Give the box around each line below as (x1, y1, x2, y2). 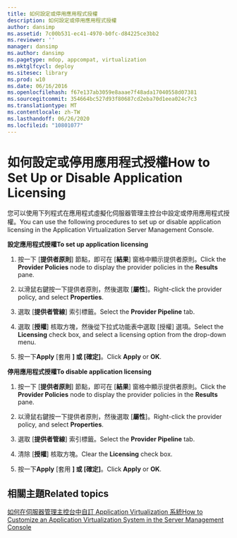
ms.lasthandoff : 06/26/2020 (7, 115, 90, 122)
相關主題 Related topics (7, 487, 109, 499)
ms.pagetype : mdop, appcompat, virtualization (7, 56, 147, 63)
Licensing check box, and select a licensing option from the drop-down (17, 331, 226, 339)
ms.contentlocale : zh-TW (7, 109, 80, 116)
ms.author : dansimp (7, 50, 65, 57)
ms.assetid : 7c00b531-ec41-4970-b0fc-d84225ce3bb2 (7, 30, 159, 37)
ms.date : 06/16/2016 (7, 82, 68, 90)
